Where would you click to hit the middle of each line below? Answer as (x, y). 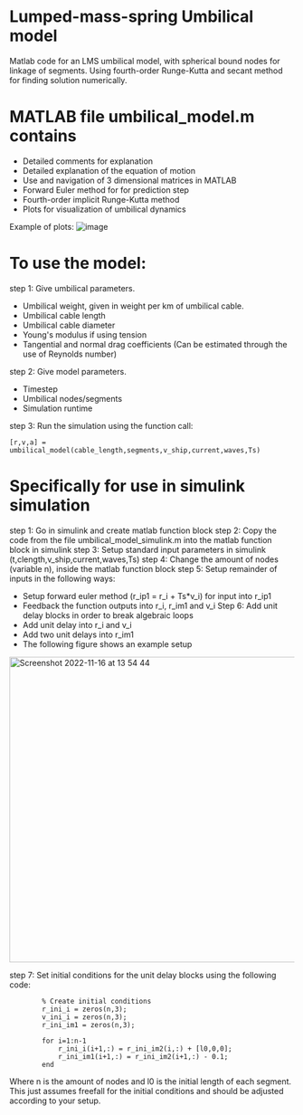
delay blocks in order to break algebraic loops (108, 615)
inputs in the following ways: (62, 578)
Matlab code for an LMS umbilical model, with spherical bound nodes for (145, 61)
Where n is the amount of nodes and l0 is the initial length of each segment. (151, 1081)
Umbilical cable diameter (69, 325)
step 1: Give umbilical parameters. (72, 288)
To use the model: (78, 263)
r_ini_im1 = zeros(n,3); (89, 1024)
